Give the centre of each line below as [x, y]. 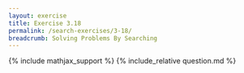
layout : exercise [38, 16]
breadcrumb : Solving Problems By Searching [83, 38]
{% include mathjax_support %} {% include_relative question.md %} [122, 61]
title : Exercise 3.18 [45, 23]
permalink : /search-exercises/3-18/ [70, 30]
